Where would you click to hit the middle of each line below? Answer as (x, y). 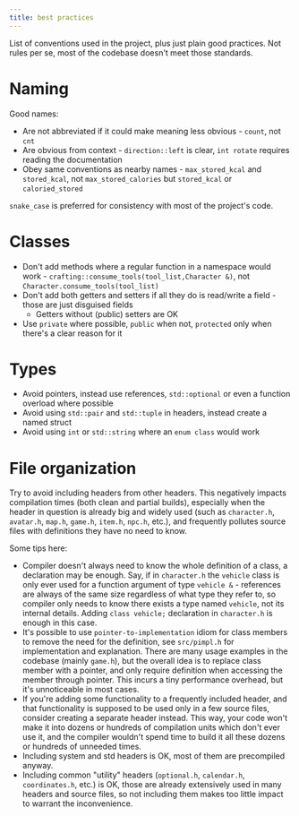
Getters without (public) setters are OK (107, 314)
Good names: (34, 114)
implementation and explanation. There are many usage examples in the (155, 651)
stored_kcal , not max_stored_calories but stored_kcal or (127, 178)
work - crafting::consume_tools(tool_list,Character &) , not (136, 276)
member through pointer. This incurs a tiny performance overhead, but (153, 680)
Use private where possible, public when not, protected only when (147, 323)
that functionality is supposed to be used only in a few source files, (146, 709)
